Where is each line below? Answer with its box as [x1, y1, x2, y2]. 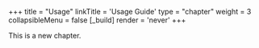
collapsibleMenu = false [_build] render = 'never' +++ [8, 15, 186, 25]
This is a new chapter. [8, 31, 81, 40]
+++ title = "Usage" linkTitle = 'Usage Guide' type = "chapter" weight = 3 [8, 7, 252, 16]
